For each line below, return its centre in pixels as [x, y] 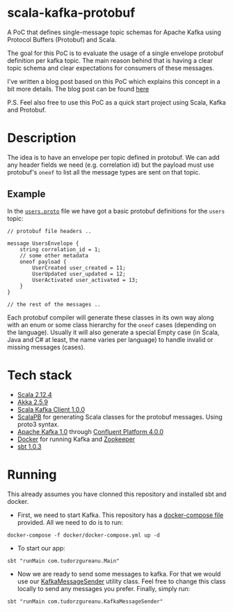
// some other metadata [54, 255]
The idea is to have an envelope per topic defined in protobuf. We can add [114, 157]
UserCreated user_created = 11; [79, 268]
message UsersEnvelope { [43, 243]
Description [42, 138]
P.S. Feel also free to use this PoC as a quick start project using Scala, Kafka [116, 102]
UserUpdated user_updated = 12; [79, 274]
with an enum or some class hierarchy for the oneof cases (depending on [112, 324]
